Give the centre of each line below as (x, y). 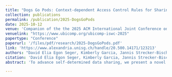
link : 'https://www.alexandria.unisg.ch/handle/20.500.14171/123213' (81, 48)
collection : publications (33, 15)
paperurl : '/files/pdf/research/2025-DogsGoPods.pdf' (64, 43)
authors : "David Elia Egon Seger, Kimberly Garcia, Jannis (70, 53)
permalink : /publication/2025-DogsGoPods (50, 19)
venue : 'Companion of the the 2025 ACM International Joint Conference (83, 29)
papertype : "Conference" (32, 39)
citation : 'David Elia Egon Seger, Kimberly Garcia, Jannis (71, 57)
